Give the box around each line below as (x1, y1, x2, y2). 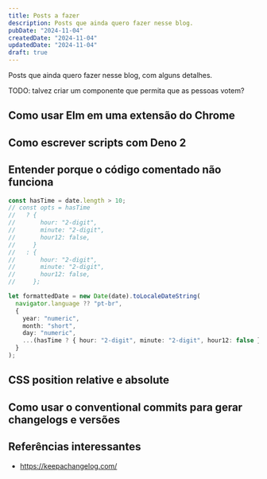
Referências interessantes (8, 440, 141, 454)
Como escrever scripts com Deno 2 (8, 136, 187, 150)
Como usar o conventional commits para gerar (8, 400, 243, 414)
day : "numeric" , (22, 329, 77, 337)
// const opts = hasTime (8, 204, 91, 212)
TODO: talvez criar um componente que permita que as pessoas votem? (8, 86, 245, 95)
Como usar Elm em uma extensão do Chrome (8, 109, 236, 123)
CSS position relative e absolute (8, 373, 169, 387)
